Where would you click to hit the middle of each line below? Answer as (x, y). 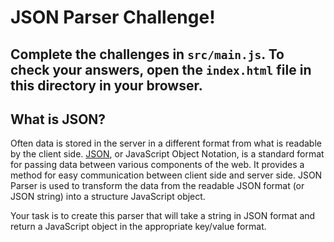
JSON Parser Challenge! (113, 17)
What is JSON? (58, 119)
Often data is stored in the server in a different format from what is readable (166, 143)
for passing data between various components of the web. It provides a (157, 165)
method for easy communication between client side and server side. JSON (166, 175)
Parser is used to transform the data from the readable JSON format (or (157, 186)
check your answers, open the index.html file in (161, 69)
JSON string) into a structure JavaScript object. (108, 197)
